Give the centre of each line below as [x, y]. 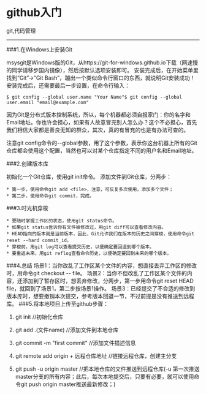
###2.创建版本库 [28, 164]
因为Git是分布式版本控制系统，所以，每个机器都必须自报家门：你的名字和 [99, 115]
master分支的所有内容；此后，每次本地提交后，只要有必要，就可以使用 [105, 376]
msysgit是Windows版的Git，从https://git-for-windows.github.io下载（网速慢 [102, 63]
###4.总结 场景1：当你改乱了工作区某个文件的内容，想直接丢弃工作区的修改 [102, 265]
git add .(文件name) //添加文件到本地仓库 [67, 330]
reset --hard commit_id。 [39, 240]
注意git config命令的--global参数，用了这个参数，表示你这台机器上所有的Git [102, 143]
